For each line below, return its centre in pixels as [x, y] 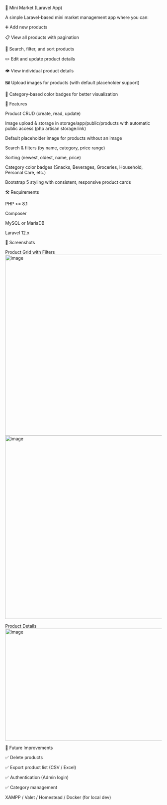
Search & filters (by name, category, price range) [55, 148]
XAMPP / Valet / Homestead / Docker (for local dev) [58, 797]
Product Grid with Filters [30, 252]
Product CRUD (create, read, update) [43, 113]
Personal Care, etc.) [26, 173]
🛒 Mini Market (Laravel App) [34, 8]
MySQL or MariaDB [25, 223]
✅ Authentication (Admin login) [37, 777]
